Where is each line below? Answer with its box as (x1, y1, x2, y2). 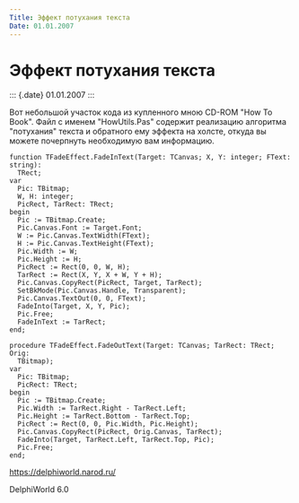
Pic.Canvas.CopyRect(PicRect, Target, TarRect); (17, 279, 203, 288)
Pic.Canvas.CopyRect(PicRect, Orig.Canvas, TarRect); (17, 428, 223, 437)
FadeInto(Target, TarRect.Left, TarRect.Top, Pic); (17, 436, 215, 445)
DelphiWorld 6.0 (9, 484, 69, 495)
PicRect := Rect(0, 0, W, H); (17, 263, 130, 272)
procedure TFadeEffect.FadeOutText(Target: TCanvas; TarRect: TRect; (9, 342, 276, 351)
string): (9, 160, 42, 170)
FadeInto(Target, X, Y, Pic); (17, 302, 130, 311)
